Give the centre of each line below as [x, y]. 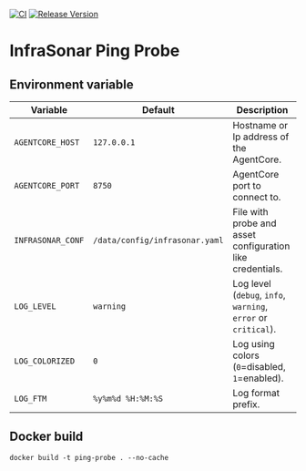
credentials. [257, 269]
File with [250, 212]
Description [262, 110]
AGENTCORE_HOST [47, 143]
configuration [261, 246]
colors [245, 355]
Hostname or [260, 125]
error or [250, 317]
